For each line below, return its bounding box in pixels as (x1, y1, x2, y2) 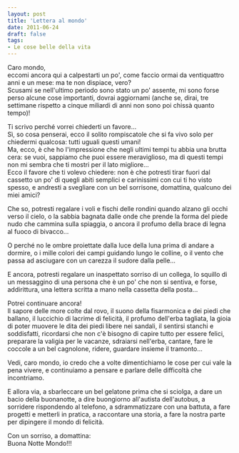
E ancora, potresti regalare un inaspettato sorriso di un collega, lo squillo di (7, 270, 228, 278)
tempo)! (7, 108, 31, 117)
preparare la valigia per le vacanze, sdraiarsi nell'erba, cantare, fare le (7, 337, 213, 345)
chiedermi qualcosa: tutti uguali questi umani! (7, 138, 141, 146)
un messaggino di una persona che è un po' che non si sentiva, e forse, (7, 278, 218, 286)
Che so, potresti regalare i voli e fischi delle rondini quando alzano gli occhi (7, 205, 228, 213)
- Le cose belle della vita (7, 44, 91, 51)
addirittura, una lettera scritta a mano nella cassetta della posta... (7, 285, 198, 293)
